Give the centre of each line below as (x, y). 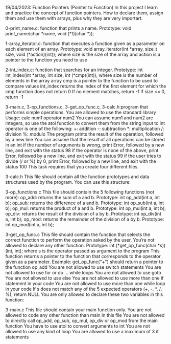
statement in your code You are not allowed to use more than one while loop (86, 283)
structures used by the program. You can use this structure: (68, 182)
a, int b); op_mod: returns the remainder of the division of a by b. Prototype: (85, 219)
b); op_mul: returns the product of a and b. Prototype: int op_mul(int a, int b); (86, 208)
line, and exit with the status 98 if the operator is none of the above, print (82, 150)
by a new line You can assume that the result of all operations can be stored (85, 139)
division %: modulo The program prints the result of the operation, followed (84, 134)
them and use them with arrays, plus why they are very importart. (74, 18)
